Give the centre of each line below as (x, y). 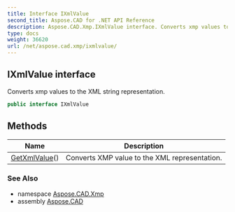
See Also (23, 178)
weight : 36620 (28, 40)
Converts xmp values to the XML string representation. (86, 91)
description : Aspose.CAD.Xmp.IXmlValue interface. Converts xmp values (114, 27)
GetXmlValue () (35, 157)
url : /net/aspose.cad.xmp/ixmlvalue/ (62, 46)
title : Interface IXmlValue (48, 14)
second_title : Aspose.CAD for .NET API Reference (81, 20)
